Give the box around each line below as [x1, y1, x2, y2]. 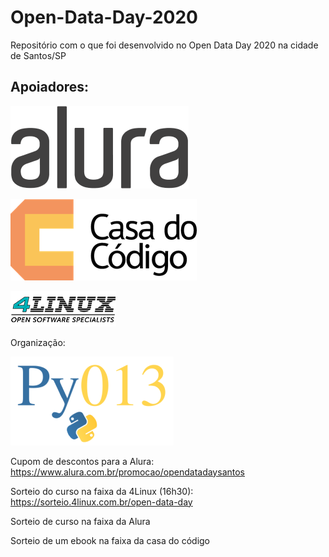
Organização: [10, 336, 66, 348]
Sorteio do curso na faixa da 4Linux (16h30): [10, 485, 194, 497]
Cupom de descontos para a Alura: [10, 455, 155, 467]
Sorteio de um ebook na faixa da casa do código [10, 534, 211, 546]
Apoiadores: [10, 79, 90, 96]
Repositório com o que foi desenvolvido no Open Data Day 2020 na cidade [10, 39, 319, 51]
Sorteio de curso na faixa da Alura [10, 515, 151, 527]
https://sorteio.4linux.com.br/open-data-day [10, 496, 193, 508]
